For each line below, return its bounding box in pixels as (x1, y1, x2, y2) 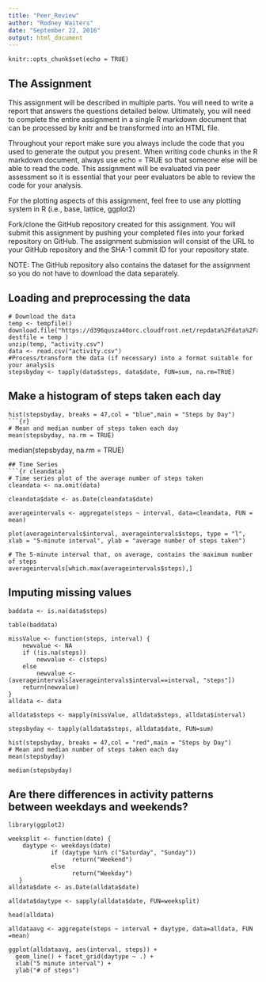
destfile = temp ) (8, 333, 69, 341)
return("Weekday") (71, 870, 133, 877)
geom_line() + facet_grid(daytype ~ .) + (15, 953, 154, 961)
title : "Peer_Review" (8, 11, 80, 20)
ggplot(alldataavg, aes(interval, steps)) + (8, 946, 158, 954)
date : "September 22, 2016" (8, 26, 101, 34)
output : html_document (8, 33, 83, 42)
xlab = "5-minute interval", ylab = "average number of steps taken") (8, 536, 246, 545)
